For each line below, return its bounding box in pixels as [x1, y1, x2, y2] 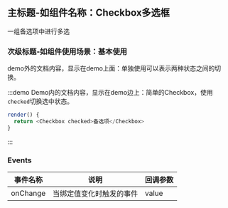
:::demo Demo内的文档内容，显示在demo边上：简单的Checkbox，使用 [7, 88, 213, 97]
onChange [11, 188, 46, 198]
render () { [7, 111, 40, 119]
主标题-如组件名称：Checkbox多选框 [7, 6, 170, 19]
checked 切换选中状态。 [7, 97, 74, 105]
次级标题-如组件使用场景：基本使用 [7, 46, 128, 56]
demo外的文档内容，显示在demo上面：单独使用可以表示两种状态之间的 [7, 64, 215, 73]
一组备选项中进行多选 [7, 27, 70, 36]
